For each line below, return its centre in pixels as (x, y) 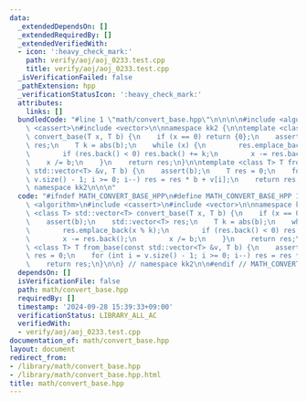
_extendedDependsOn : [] (63, 26)
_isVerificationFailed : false (75, 78)
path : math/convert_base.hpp (73, 290)
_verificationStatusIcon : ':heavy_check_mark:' (110, 94)
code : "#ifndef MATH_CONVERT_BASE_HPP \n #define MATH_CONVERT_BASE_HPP (155, 196)
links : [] (45, 111)
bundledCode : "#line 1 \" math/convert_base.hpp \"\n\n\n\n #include (147, 120)
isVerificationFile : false (69, 281)
